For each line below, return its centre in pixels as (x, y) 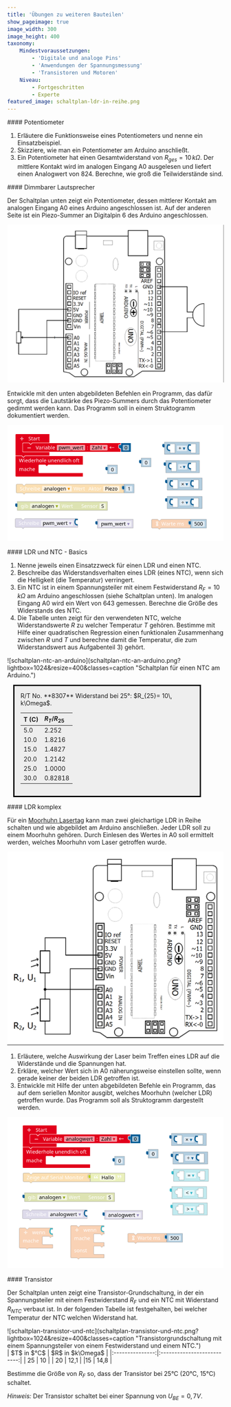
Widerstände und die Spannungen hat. (72, 1064)
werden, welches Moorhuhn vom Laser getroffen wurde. (87, 842)
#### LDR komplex (34, 807)
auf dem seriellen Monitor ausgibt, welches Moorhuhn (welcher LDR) (115, 1093)
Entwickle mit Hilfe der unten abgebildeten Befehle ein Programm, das (117, 1086)
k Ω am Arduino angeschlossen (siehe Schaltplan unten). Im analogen (115, 596)
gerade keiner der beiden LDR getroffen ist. (78, 1078)
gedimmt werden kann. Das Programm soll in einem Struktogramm (101, 408)
